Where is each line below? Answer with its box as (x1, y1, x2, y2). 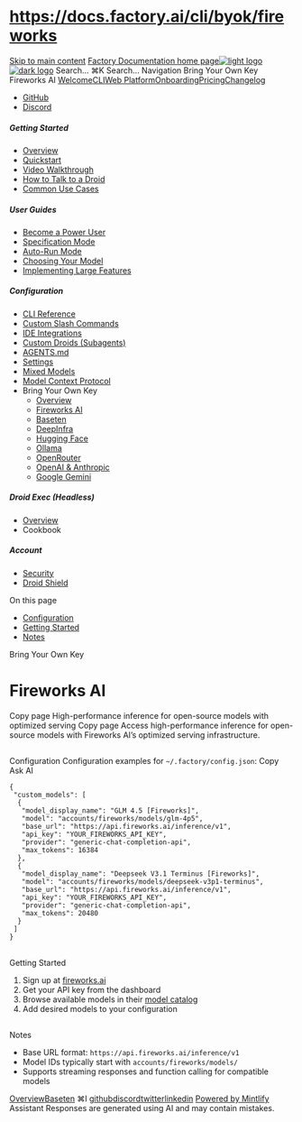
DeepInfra (35, 423, 74, 434)
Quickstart (22, 154, 61, 165)
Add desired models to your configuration (22, 1003, 178, 1014)
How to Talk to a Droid (22, 173, 105, 184)
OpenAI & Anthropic (35, 462, 110, 473)
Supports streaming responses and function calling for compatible (22, 1066, 269, 1077)
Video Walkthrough (22, 164, 95, 175)
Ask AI (9, 765, 34, 777)
